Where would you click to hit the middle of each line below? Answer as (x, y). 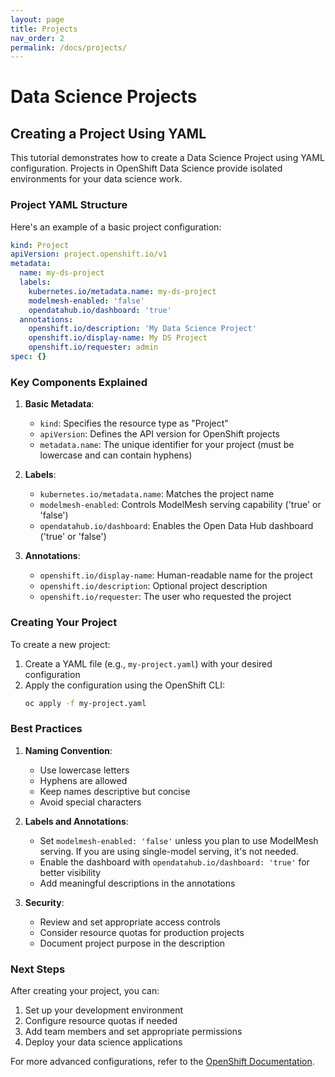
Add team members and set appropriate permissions (133, 1031)
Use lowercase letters (84, 770)
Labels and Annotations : (76, 821)
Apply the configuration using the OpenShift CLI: (124, 685)
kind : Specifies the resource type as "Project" (134, 423)
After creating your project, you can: (85, 990)
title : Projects (44, 29)
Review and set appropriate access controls (130, 922)
